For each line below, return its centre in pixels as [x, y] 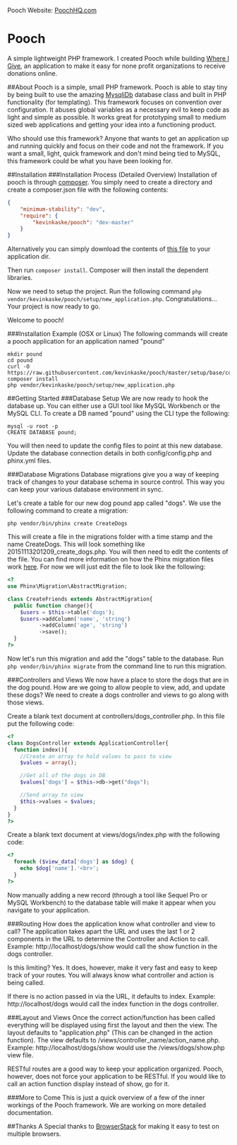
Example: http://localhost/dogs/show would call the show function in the [113, 946]
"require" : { [39, 216]
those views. [26, 702]
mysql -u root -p [33, 426]
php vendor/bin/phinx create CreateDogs [68, 524]
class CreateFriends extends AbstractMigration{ [80, 599]
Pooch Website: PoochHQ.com [52, 10]
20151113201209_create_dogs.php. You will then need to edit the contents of [118, 552]
